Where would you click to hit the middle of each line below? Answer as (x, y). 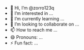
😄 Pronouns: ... (26, 37)
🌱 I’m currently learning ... (37, 19)
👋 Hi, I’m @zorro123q (32, 8)
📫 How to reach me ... (34, 30)
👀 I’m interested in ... (32, 13)
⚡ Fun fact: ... (24, 43)
